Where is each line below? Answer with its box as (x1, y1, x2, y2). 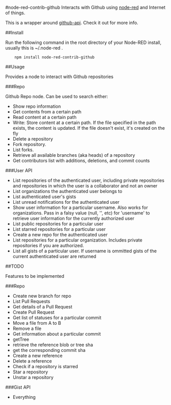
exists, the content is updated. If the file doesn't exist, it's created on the (12, 125, 165, 131)
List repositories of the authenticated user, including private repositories (12, 177, 165, 183)
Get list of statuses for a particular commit (12, 315, 102, 321)
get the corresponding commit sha (12, 347, 86, 353)
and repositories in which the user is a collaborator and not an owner (12, 183, 158, 188)
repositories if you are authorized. (12, 243, 84, 248)
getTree (12, 337, 30, 342)
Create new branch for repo (12, 293, 71, 299)
